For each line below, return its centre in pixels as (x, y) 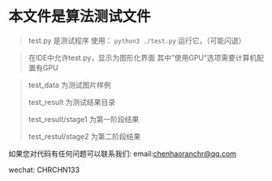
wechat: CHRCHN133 (44, 170)
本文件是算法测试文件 (80, 17)
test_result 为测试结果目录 (72, 102)
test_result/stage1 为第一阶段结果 (84, 119)
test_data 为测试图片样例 (69, 85)
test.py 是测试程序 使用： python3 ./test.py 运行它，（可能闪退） (137, 40)
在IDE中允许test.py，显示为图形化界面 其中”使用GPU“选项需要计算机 (142, 57)
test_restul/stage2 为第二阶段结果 (84, 136)
